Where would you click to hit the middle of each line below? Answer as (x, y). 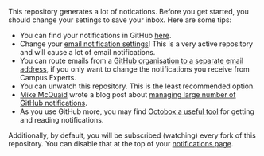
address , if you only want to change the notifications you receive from (135, 69)
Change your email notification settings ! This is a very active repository (136, 44)
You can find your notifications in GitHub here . (95, 35)
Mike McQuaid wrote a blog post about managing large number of (128, 94)
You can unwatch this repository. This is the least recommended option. (138, 86)
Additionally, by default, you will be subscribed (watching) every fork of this (132, 135)
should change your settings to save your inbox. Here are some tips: (120, 20)
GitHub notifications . (53, 103)
